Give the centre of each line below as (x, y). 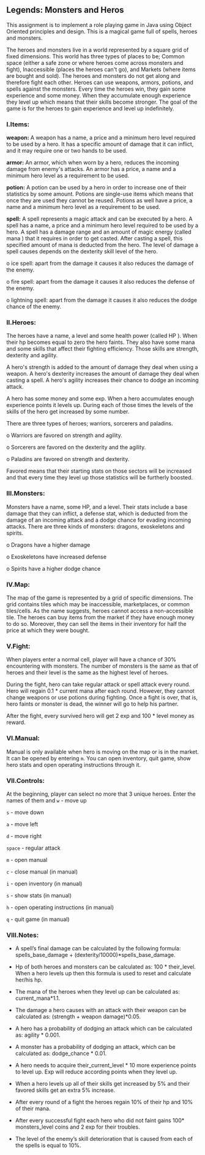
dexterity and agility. (32, 356)
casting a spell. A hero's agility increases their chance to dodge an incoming (102, 380)
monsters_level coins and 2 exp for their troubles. (77, 1127)
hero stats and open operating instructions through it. (74, 764)
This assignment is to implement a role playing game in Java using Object (99, 25)
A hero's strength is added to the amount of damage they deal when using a (102, 367)
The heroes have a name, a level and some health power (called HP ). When (102, 336)
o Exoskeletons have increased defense (57, 557)
